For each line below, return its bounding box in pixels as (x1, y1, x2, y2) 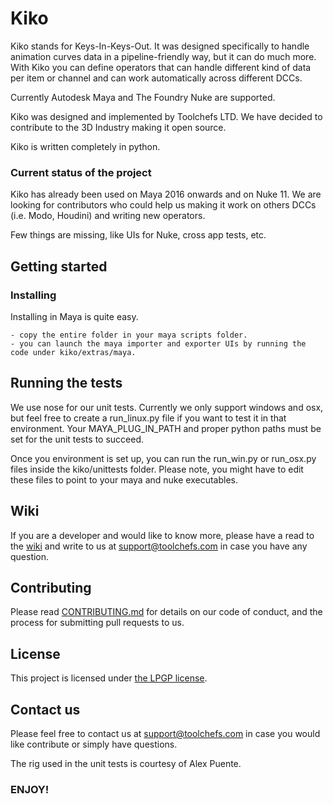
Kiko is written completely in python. (10, 140, 161, 152)
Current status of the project (10, 165, 152, 179)
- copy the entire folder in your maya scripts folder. (10, 330, 248, 340)
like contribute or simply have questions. (10, 738, 178, 750)
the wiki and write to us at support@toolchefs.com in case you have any (10, 540, 308, 552)
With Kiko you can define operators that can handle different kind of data (10, 61, 312, 73)
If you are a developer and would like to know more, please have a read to (10, 529, 315, 541)
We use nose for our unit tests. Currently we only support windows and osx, (10, 401, 324, 413)
